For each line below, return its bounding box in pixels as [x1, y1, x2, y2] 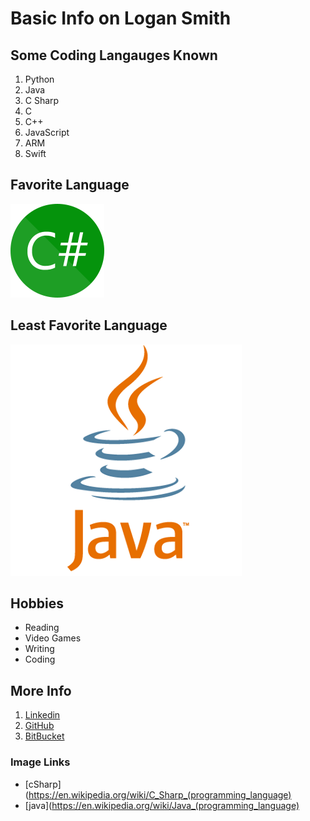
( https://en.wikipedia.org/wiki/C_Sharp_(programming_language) [24, 788, 292, 801]
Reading [24, 622, 60, 634]
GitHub [24, 720, 55, 732]
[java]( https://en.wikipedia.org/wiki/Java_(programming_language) [24, 799, 300, 811]
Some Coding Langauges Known [10, 47, 218, 64]
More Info [10, 682, 72, 699]
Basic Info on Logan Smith [10, 7, 232, 30]
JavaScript [24, 127, 70, 138]
